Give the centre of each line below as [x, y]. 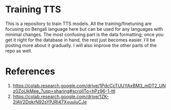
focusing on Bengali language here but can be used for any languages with [84, 29]
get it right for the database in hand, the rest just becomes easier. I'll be [80, 40]
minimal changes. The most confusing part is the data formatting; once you [84, 34]
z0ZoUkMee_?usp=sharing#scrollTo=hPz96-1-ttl [64, 91]
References [30, 71]
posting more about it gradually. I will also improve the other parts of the [81, 45]
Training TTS [33, 9]
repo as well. [19, 51]
